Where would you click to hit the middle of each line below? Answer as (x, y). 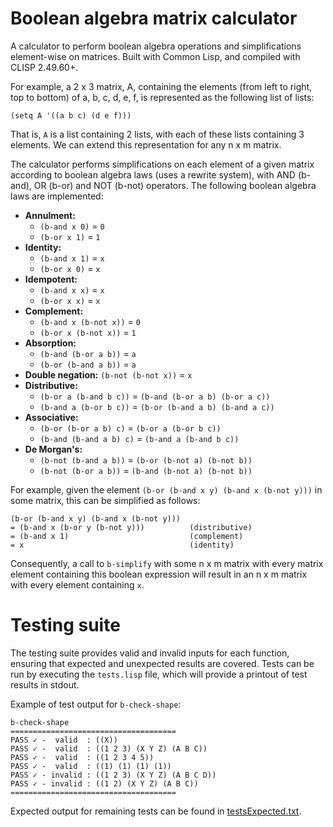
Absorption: (50, 343)
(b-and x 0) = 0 (72, 226)
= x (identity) (122, 545)
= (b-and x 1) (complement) (127, 536)
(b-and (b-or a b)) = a (88, 353)
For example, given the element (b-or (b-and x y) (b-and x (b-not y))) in (166, 489)
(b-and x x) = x (72, 289)
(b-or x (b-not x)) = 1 (88, 332)
